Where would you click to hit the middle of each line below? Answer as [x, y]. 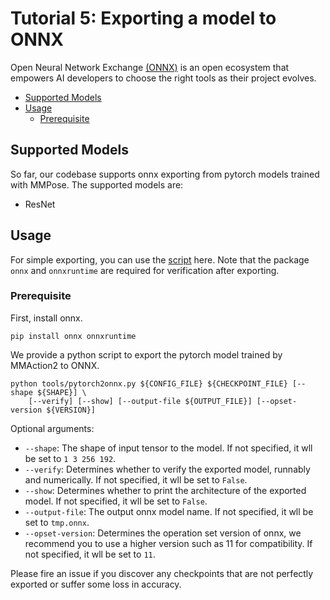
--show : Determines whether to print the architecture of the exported [165, 490]
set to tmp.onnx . [57, 522]
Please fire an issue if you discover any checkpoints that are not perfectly [162, 573]
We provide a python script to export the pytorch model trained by [146, 354]
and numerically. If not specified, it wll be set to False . [136, 479]
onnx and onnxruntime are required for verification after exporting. [145, 270]
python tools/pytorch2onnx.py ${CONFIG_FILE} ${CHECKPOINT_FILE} [149, 383]
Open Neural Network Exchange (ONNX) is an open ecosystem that [150, 67]
